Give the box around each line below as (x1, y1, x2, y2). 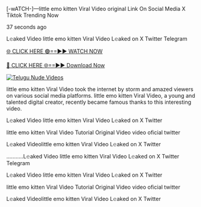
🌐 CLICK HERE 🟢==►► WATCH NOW (6, 48, 103, 55)
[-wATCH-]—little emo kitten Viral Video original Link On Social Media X (6, 5, 186, 12)
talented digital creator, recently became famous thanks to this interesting (6, 98, 192, 106)
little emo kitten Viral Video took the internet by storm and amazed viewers (6, 86, 194, 93)
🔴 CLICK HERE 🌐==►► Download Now (6, 62, 105, 69)
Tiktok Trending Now (6, 12, 59, 19)
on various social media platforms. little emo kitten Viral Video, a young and (6, 92, 196, 99)
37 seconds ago (6, 24, 47, 30)
